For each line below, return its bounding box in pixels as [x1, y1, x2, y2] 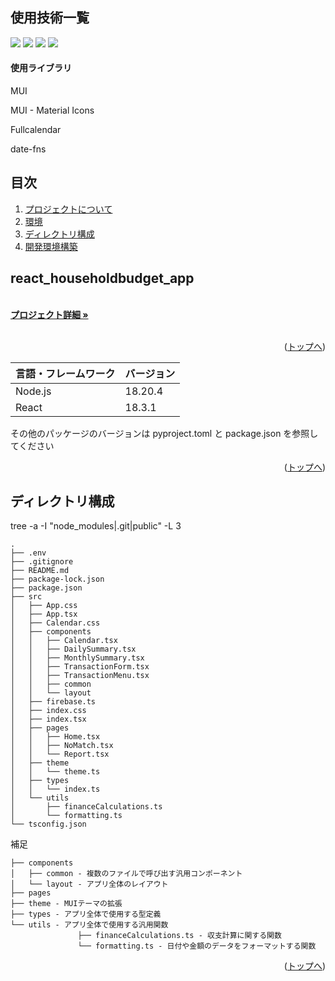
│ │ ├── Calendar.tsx [10, 636, 118, 646]
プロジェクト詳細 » [10, 308, 89, 320]
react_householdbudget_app [10, 270, 195, 287]
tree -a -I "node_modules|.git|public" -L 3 [10, 520, 182, 532]
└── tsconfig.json [10, 819, 87, 830]
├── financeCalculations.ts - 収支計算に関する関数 [77, 931, 282, 941]
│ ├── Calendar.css [10, 618, 101, 628]
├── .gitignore [10, 557, 74, 567]
